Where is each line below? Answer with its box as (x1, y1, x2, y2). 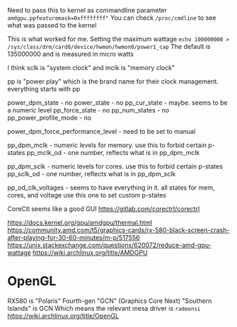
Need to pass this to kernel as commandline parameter (7, 6, 168, 14)
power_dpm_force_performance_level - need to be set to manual (7, 127, 196, 135)
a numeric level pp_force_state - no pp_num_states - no (7, 106, 170, 114)
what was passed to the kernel (7, 21, 97, 29)
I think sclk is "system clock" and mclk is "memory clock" (7, 64, 175, 71)
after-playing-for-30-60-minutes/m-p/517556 (7, 234, 140, 241)
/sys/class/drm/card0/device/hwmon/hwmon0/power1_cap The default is (7, 42, 211, 50)
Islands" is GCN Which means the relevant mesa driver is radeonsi (7, 304, 201, 312)
